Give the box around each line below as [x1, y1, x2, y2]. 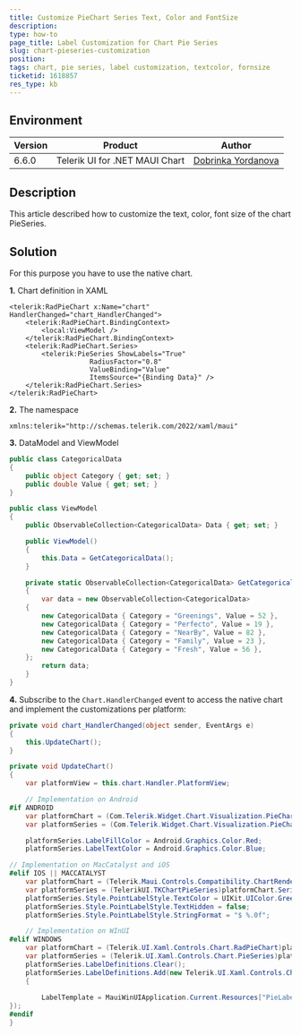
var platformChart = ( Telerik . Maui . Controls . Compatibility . [25, 877, 254, 886]
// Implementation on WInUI [25, 927, 130, 936]
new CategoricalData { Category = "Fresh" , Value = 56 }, [41, 645, 262, 654]
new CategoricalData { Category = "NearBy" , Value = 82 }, [41, 628, 267, 637]
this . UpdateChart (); [25, 738, 102, 747]
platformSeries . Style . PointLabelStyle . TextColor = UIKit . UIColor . [25, 894, 279, 902]
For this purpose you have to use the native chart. [9, 268, 193, 278]
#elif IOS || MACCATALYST [9, 869, 106, 878]
